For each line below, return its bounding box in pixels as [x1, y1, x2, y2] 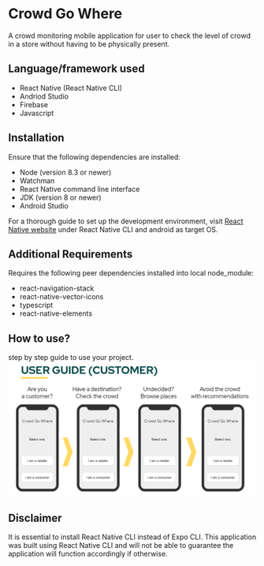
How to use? [8, 332, 71, 345]
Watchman [19, 175, 55, 186]
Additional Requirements [8, 247, 133, 261]
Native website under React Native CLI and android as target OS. [8, 224, 218, 234]
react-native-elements [19, 309, 93, 318]
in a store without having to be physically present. [8, 39, 170, 48]
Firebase [19, 99, 49, 109]
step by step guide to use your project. [8, 353, 134, 362]
